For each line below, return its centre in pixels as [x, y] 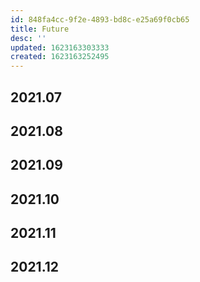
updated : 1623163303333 [60, 47]
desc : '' [28, 38]
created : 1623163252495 [60, 57]
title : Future [40, 29]
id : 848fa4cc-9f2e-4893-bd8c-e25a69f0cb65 [100, 19]
